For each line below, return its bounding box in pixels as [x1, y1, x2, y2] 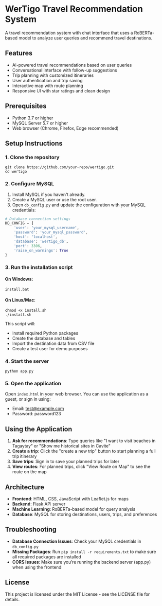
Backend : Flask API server [12, 501, 66, 507]
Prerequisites [5, 102, 47, 110]
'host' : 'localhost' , [14, 234, 57, 239]
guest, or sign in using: [5, 396, 51, 402]
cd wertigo [5, 169, 27, 174]
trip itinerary [12, 453, 37, 459]
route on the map [12, 469, 47, 475]
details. [5, 596, 20, 602]
